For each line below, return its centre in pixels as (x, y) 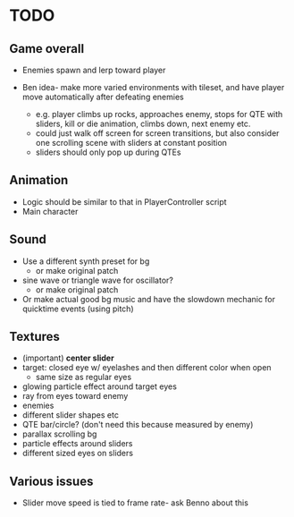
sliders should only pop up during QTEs (108, 152)
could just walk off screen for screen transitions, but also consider (157, 133)
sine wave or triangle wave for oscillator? (98, 280)
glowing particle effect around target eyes (99, 386)
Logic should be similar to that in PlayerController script (124, 201)
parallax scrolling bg (59, 434)
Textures (35, 337)
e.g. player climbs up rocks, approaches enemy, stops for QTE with (159, 114)
